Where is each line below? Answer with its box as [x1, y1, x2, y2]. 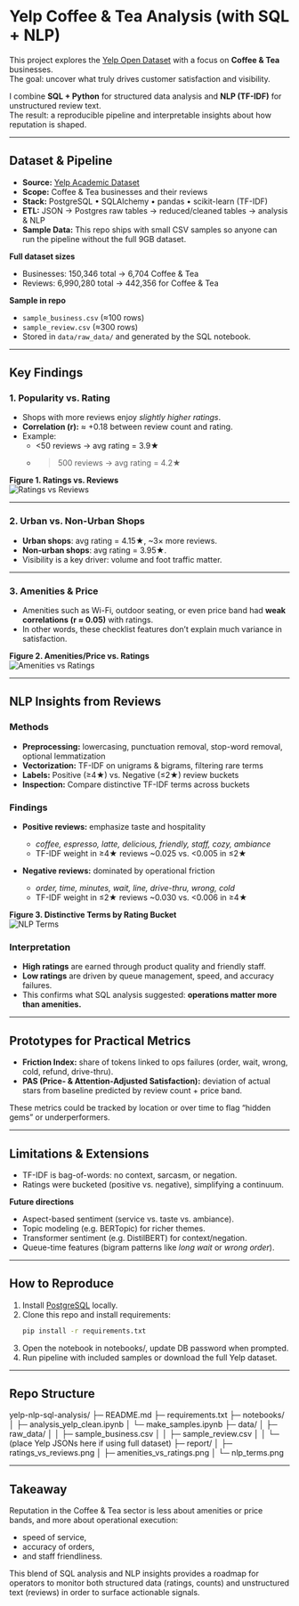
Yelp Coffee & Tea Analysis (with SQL [9, 6, 290, 27]
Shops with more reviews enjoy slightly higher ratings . [21, 412, 222, 423]
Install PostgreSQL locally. [21, 1300, 118, 1310]
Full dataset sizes [9, 251, 76, 262]
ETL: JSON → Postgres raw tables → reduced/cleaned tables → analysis [21, 205, 288, 215]
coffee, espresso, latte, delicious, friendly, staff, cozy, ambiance [35, 839, 271, 849]
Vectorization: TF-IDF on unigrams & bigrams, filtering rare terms [21, 759, 264, 771]
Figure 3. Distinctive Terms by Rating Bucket [9, 910, 177, 921]
